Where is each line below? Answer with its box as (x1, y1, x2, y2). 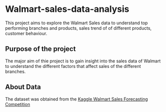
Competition (5, 101, 31, 107)
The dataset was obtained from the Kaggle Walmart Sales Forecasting (5, 96, 148, 102)
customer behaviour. (5, 30, 48, 36)
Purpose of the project (5, 45, 76, 53)
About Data (5, 83, 41, 91)
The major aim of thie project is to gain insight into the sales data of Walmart (5, 58, 161, 64)
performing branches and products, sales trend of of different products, (5, 25, 152, 31)
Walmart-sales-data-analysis (5, 3, 130, 15)
